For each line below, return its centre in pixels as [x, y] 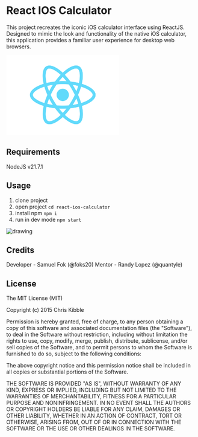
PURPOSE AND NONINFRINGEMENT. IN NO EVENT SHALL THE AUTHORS [99, 403]
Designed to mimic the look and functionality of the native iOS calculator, [97, 33]
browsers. [19, 47]
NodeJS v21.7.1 [25, 166]
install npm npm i [36, 213]
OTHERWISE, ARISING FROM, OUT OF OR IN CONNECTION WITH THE [94, 422]
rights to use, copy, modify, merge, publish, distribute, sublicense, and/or [97, 341]
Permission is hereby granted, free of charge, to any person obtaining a [95, 322]
